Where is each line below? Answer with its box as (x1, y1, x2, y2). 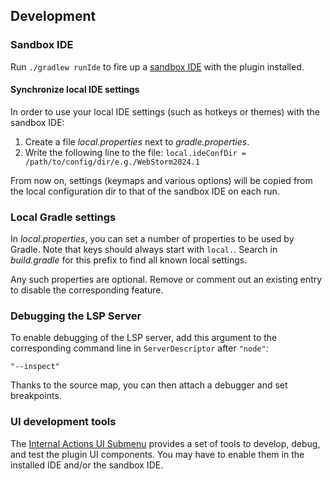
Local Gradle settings (10, 210, 117, 224)
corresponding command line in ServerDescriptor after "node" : (10, 342, 269, 354)
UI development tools (10, 415, 117, 429)
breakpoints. (10, 390, 62, 402)
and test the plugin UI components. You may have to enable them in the (10, 448, 305, 460)
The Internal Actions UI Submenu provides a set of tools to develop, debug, (10, 437, 321, 449)
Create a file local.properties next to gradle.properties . (24, 135, 250, 148)
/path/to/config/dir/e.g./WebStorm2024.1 (24, 157, 200, 167)
